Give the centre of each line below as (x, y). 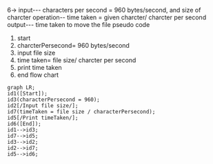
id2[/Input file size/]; (43, 106)
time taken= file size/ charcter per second (77, 60)
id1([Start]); (28, 93)
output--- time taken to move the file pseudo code (79, 25)
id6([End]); (24, 124)
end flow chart (38, 75)
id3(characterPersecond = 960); (53, 100)
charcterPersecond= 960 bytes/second (73, 45)
